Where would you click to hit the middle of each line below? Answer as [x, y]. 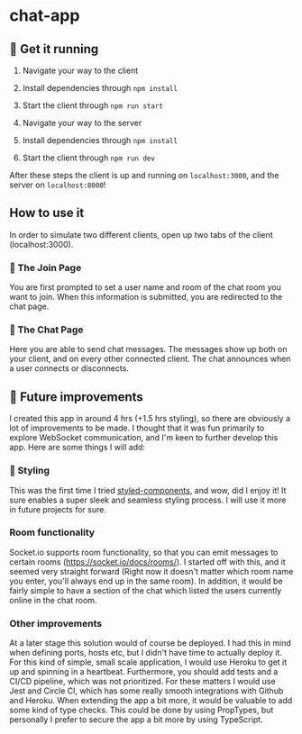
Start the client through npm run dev [89, 158]
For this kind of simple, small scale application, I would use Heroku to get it [148, 662]
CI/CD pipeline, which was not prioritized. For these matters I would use [143, 682]
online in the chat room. [53, 600]
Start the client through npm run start [93, 105]
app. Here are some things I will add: [78, 448]
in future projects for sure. [58, 509]
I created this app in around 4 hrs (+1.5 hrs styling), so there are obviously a [150, 419]
